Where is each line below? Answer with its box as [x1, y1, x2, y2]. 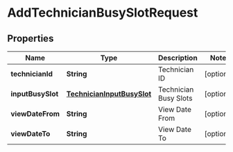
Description [158, 53, 198, 62]
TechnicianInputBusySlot [66, 89, 152, 99]
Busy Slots [158, 94, 193, 103]
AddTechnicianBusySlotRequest [7, 5, 198, 21]
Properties [7, 33, 54, 44]
